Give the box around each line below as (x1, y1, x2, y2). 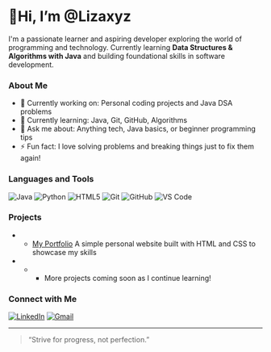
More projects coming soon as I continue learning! (44, 273, 211, 283)
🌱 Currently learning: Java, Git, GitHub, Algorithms (19, 115, 188, 125)
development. (8, 60, 54, 69)
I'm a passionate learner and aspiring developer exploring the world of (8, 34, 242, 44)
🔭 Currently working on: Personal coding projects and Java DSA (19, 98, 233, 108)
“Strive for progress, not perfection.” (27, 335, 150, 345)
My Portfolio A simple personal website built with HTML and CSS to (31, 238, 256, 249)
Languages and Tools (8, 174, 94, 185)
